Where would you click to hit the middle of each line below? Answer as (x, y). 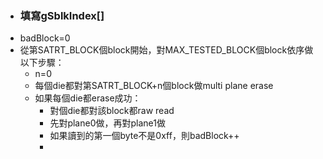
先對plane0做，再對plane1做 (107, 123)
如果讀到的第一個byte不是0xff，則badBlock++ (144, 136)
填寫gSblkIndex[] (62, 15)
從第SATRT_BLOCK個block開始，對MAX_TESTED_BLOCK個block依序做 (166, 50)
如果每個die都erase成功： (88, 98)
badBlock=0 (45, 38)
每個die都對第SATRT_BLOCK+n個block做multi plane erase (154, 86)
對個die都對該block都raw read (112, 111)
